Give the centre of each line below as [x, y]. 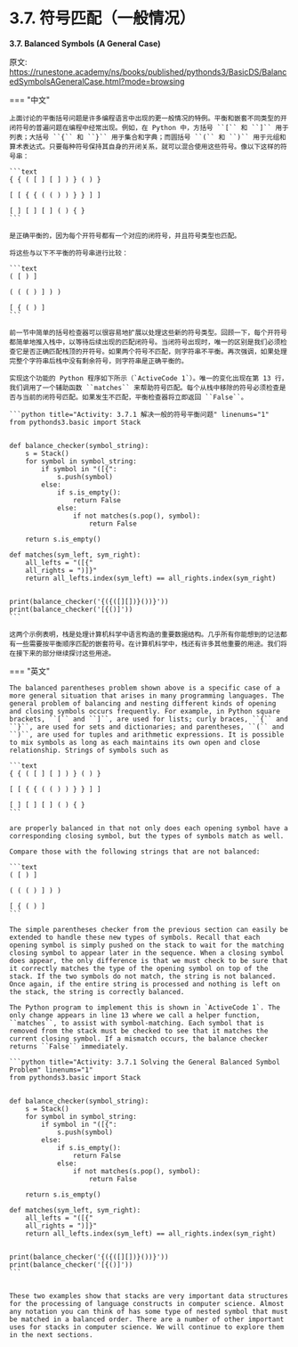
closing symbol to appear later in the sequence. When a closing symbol [147, 953]
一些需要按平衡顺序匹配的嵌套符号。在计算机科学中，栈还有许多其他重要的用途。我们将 [151, 644]
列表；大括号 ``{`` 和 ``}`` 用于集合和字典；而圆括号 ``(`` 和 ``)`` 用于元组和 [148, 137]
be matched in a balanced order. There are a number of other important [147, 1319]
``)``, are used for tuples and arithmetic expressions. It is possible [147, 735]
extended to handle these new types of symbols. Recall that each [135, 937]
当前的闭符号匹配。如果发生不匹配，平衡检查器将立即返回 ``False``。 [135, 397]
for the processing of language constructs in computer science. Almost [147, 1303]
